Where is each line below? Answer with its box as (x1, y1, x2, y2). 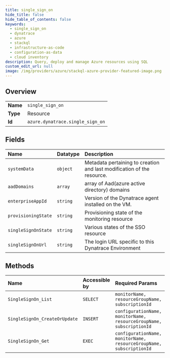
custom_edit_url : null (5, 64, 53, 69)
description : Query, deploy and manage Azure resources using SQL (5, 59, 148, 64)
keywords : (5, 21, 26, 27)
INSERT (82, 316, 99, 322)
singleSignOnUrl (8, 242, 47, 248)
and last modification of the (84, 165, 150, 172)
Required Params (115, 280, 158, 287)
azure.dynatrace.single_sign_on (27, 118, 105, 125)
